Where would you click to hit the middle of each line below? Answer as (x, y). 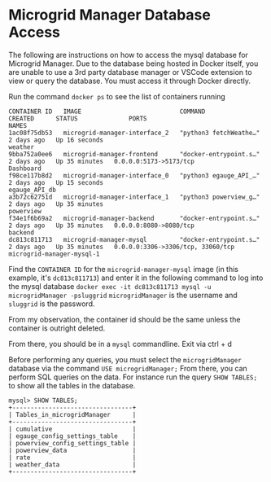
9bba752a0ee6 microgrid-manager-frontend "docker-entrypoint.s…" (134, 154)
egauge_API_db (33, 190)
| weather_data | (72, 464)
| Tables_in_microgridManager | (72, 414)
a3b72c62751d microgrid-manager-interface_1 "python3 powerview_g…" (134, 197)
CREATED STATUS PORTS (78, 118)
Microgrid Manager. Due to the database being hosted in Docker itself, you (133, 64)
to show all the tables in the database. (72, 385)
